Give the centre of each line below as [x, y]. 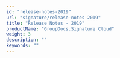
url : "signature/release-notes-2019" [54, 18]
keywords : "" [23, 46]
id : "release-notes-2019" [39, 12]
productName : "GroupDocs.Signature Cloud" [60, 29]
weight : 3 [19, 34]
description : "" [27, 40]
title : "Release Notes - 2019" [46, 23]
